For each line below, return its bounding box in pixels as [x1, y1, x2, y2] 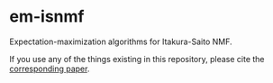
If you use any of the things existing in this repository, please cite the [9, 53, 265, 64]
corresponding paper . [9, 63, 90, 74]
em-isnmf [9, 6, 85, 27]
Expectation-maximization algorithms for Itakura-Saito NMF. [9, 36, 232, 47]
